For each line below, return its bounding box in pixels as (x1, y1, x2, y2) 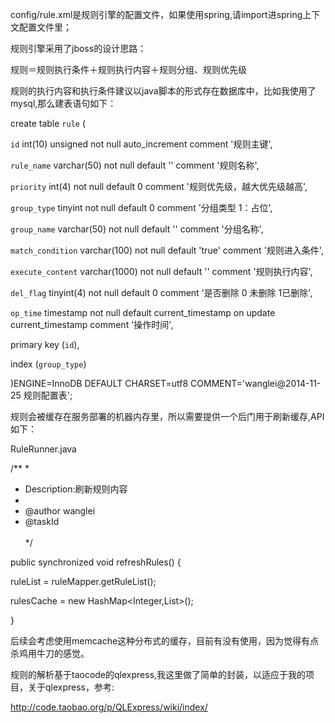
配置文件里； (18, 21, 72, 33)
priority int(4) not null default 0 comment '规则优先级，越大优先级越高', (10, 181, 308, 192)
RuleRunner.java (10, 443, 77, 455)
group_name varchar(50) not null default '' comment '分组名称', (10, 223, 264, 235)
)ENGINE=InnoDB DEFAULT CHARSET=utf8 (10, 378, 189, 389)
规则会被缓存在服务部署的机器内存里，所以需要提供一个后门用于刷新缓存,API (10, 411, 325, 422)
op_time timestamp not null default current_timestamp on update (10, 307, 276, 318)
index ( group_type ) (10, 358, 87, 370)
